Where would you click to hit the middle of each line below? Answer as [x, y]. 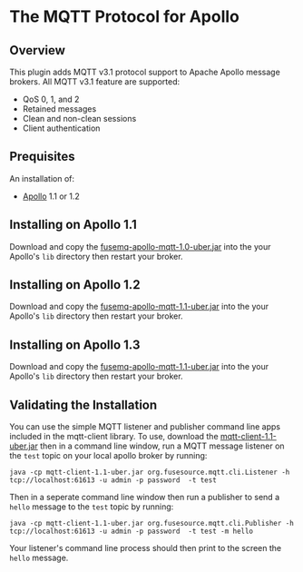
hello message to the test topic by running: [92, 507]
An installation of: [42, 178]
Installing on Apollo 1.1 [73, 225]
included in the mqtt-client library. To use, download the [114, 437]
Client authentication [61, 128]
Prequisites [42, 157]
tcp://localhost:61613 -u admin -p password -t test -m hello [132, 532]
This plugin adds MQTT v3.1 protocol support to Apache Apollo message [145, 72]
